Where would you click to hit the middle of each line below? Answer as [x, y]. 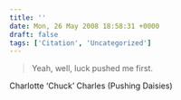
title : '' [28, 18]
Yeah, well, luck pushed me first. [92, 68]
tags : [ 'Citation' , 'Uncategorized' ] [81, 43]
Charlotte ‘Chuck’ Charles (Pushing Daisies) [91, 86]
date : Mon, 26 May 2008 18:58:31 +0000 [85, 26]
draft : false [34, 34]
